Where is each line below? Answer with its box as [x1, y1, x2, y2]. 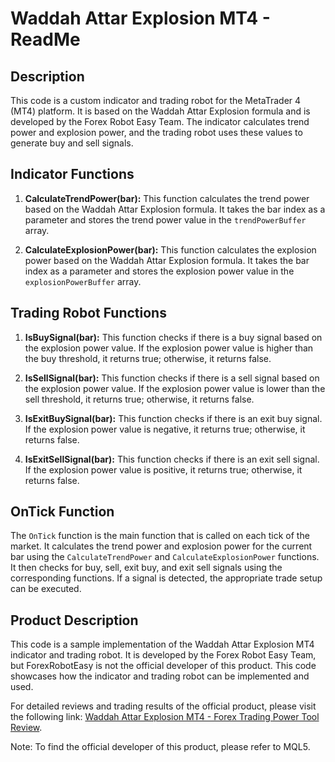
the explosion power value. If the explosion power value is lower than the [24, 382, 326, 394]
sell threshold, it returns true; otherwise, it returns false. [24, 393, 255, 405]
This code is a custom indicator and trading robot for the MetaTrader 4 [10, 95, 302, 106]
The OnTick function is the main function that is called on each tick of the [10, 530, 310, 542]
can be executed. [10, 583, 82, 595]
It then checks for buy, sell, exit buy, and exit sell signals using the [10, 562, 283, 574]
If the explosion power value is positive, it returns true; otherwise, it [24, 463, 303, 476]
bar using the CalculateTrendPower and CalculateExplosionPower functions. [10, 551, 320, 563]
